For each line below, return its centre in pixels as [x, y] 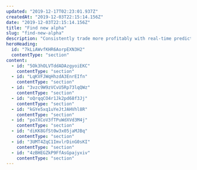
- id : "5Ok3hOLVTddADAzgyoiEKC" [51, 66]
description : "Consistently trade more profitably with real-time [89, 39]
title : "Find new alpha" [36, 28]
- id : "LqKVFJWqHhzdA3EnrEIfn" [50, 77]
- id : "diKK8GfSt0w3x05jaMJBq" [50, 131]
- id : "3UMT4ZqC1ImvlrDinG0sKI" [51, 142]
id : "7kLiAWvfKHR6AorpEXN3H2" [48, 50]
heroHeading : [22, 44]
